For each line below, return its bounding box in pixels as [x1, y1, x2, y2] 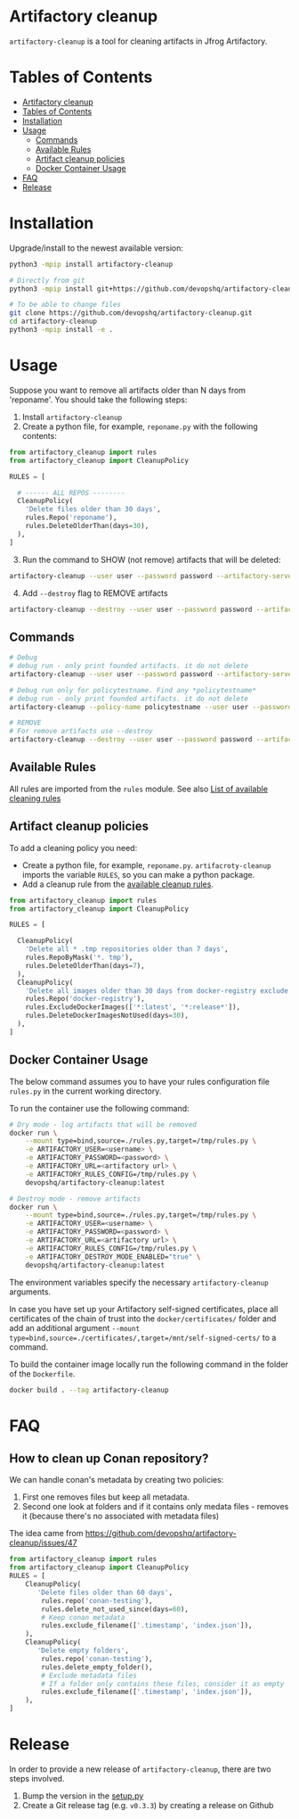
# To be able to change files [9, 301, 122, 310]
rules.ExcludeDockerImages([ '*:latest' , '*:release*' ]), [25, 1003, 241, 1012]
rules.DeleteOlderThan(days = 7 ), [25, 961, 145, 970]
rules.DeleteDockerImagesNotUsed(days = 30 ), [25, 1011, 190, 1021]
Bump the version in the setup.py [21, 1790, 144, 1801]
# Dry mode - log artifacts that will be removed [9, 1120, 198, 1129]
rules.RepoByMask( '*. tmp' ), [25, 953, 133, 963]
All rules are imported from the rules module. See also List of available [9, 783, 269, 794]
